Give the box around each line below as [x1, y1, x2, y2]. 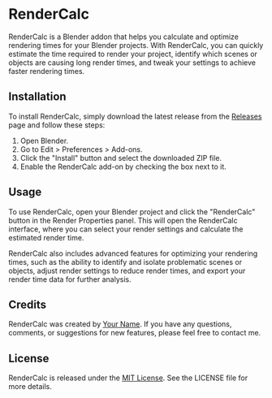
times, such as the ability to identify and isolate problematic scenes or [8, 257, 242, 266]
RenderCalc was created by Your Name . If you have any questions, [8, 319, 232, 329]
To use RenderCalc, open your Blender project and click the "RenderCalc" [8, 206, 256, 216]
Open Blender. [19, 136, 69, 145]
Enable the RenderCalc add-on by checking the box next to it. [19, 162, 227, 171]
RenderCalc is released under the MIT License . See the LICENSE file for [8, 373, 248, 383]
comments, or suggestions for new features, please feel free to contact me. [8, 328, 261, 338]
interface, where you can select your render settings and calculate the [8, 224, 244, 234]
